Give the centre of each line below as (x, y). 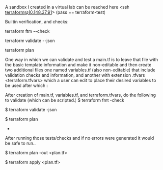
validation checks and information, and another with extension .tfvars (75, 75)
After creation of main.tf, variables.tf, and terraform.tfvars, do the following (81, 95)
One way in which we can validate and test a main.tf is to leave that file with (81, 60)
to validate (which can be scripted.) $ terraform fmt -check (65, 100)
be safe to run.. (20, 143)
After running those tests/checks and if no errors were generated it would (80, 138)
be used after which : (27, 85)
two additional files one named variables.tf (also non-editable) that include (80, 70)
